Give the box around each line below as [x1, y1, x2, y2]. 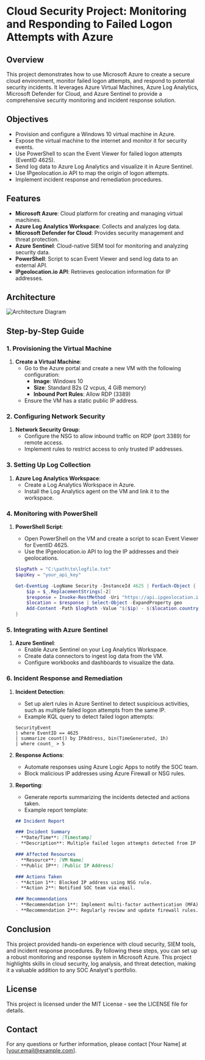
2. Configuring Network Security [6, 412, 106, 421]
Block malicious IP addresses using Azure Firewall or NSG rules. [24, 770, 185, 777]
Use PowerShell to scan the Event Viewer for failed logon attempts [15, 149, 182, 157]
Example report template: [24, 806, 88, 814]
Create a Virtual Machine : [15, 358, 82, 365]
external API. [15, 261, 48, 269]
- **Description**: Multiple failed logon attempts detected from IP [15, 840, 196, 847]
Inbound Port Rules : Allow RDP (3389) [33, 390, 131, 398]
